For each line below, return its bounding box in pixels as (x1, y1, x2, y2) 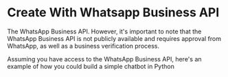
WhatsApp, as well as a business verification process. (7, 42, 160, 50)
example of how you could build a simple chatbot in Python (7, 62, 175, 70)
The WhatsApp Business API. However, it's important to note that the (7, 27, 202, 35)
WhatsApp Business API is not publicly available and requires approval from (7, 34, 222, 42)
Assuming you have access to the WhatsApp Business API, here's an (7, 55, 202, 63)
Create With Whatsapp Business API (7, 5, 220, 20)
